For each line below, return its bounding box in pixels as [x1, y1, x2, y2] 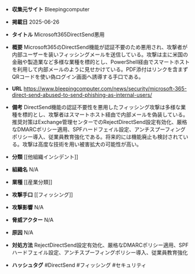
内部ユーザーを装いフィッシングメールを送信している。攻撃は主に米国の [11, 51, 188, 58]
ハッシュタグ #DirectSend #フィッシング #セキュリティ [11, 262, 147, 269]
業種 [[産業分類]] [11, 179, 53, 186]
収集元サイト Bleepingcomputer [11, 6, 90, 12]
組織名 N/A [11, 166, 39, 173]
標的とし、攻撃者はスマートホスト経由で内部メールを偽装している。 [22, 111, 188, 118]
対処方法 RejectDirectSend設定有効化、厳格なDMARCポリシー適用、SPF [11, 241, 188, 248]
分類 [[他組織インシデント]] [11, 154, 79, 160]
